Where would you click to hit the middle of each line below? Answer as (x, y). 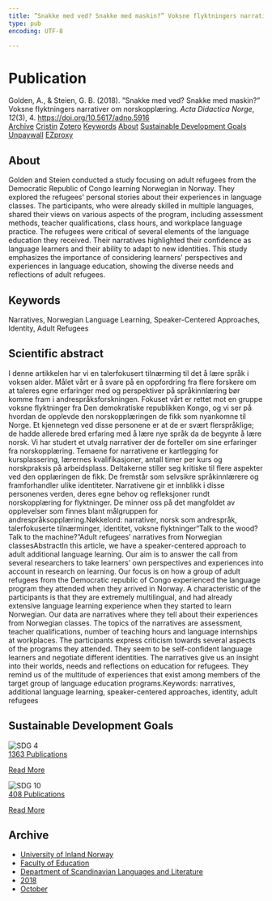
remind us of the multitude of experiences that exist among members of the (134, 674)
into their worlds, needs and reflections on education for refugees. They (129, 666)
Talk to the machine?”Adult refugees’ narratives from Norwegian (115, 536)
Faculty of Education (55, 863)
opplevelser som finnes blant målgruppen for (83, 510)
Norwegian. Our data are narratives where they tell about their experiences (133, 614)
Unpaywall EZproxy (41, 135)
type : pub (25, 23)
